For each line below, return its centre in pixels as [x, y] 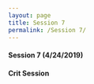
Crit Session [29, 73]
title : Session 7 [37, 23]
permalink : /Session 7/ [47, 30]
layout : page [30, 15]
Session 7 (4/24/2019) [46, 55]
